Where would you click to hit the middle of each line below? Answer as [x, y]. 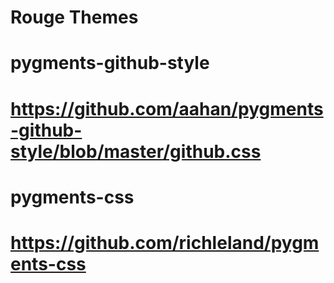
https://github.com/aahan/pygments [167, 108]
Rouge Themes [74, 17]
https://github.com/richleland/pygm [165, 242]
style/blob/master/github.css [136, 151]
